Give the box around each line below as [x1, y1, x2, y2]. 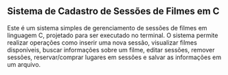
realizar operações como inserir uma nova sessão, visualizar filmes [7, 38, 198, 47]
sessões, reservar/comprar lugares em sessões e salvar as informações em [7, 53, 222, 61]
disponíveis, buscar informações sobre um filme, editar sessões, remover [7, 45, 215, 54]
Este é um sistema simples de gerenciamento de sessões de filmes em [7, 23, 207, 32]
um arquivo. [7, 60, 41, 68]
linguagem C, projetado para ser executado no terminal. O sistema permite [7, 31, 218, 39]
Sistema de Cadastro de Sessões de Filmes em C [7, 6, 220, 17]
